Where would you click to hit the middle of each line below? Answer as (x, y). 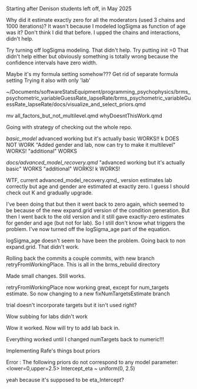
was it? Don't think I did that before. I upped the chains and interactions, (93, 32)
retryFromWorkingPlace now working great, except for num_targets (88, 287)
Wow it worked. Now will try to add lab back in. (63, 328)
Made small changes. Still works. (46, 276)
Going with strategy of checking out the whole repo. (69, 127)
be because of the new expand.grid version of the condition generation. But (98, 210)
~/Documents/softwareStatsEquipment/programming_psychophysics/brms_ (98, 92)
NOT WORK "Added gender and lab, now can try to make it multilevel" (91, 145)
